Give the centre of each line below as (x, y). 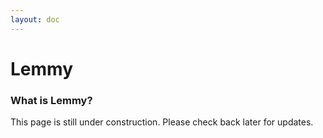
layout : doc (35, 19)
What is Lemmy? (51, 100)
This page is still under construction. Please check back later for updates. (162, 122)
